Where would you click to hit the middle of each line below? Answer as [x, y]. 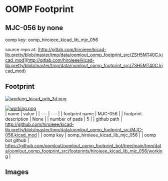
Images [17, 172]
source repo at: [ [22, 49]
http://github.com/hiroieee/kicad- [39, 124]
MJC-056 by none [34, 28]
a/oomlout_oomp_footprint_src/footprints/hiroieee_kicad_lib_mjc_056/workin [84, 151]
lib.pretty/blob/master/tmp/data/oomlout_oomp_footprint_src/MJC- [74, 129]
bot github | [17, 140]
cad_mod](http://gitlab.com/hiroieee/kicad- [50, 60]
